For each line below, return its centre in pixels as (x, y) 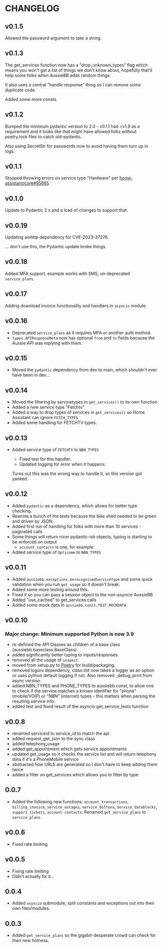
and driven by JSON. (33, 521)
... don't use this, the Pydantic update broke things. (56, 247)
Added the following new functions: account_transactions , (70, 801)
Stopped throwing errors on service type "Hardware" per (62, 178)
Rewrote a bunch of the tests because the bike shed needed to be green (84, 516)
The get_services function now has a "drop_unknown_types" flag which (76, 65)
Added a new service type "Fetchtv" (48, 407)
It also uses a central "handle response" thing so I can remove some (73, 85)
